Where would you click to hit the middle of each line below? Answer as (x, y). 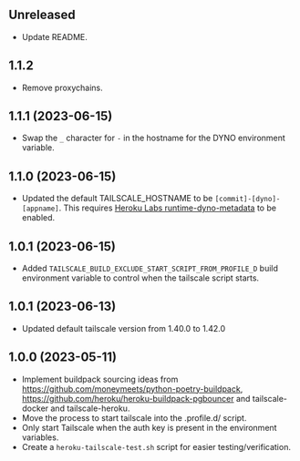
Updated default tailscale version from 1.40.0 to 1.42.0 (123, 328)
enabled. (38, 218)
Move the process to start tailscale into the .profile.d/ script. (134, 417)
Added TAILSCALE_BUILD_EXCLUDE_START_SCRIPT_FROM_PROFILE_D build (150, 269)
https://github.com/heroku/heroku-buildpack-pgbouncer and (136, 398)
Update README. (55, 36)
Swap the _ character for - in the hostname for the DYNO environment (154, 138)
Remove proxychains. (62, 87)
